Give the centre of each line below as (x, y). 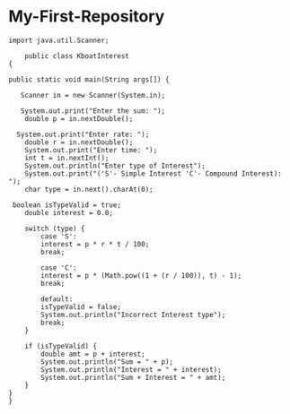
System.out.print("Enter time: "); (91, 150)
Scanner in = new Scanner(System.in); (93, 95)
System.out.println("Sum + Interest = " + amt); (133, 377)
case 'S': (59, 236)
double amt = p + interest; (93, 354)
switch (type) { (55, 229)
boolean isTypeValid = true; (67, 205)
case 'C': (59, 267)
